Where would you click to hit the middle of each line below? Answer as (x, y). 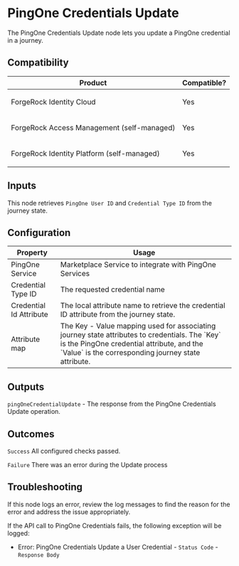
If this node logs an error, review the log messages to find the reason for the (119, 504)
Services (75, 274)
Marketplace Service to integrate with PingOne (138, 265)
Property (32, 252)
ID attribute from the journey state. (118, 314)
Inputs (22, 186)
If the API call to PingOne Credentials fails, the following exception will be (115, 525)
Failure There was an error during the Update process (87, 465)
